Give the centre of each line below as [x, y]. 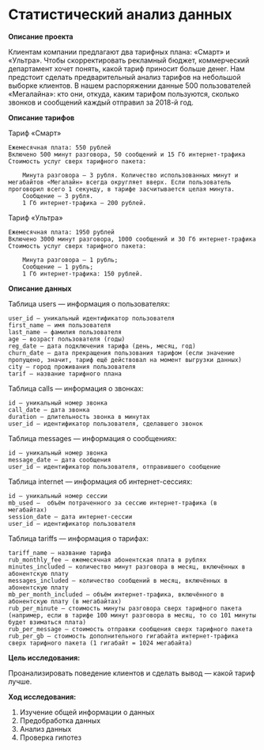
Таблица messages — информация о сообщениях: [92, 438]
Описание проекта [41, 36]
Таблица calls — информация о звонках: [76, 388]
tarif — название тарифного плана [65, 374]
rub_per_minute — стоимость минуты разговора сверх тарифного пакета [125, 608]
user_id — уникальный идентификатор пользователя [92, 318]
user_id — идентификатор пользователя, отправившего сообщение [115, 466]
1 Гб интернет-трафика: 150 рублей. [83, 274]
